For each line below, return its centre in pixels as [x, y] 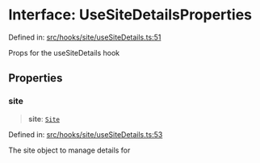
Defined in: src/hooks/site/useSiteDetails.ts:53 [86, 134]
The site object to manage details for [69, 150]
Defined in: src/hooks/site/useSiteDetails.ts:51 [85, 37]
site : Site [44, 119]
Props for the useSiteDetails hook [64, 52]
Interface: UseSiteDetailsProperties [130, 15]
